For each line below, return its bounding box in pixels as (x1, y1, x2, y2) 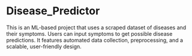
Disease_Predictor (6, 4, 100, 18)
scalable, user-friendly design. (6, 43, 82, 50)
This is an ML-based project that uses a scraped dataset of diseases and (6, 24, 187, 31)
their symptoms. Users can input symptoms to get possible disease (6, 30, 173, 37)
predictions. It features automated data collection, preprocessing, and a (6, 36, 184, 43)
